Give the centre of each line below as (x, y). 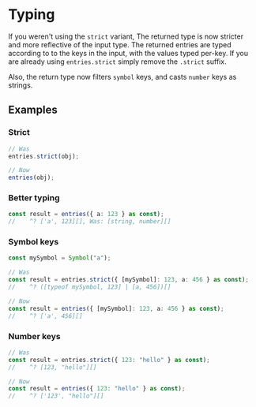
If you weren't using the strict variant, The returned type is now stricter (126, 36)
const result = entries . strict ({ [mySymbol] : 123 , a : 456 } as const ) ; (129, 280)
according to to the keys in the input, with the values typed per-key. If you (128, 53)
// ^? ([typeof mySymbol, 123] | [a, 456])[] (90, 287)
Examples (33, 110)
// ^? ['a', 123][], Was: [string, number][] (90, 222)
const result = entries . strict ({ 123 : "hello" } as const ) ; (109, 360)
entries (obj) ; (32, 178)
